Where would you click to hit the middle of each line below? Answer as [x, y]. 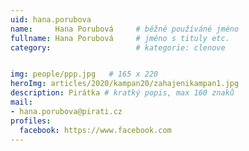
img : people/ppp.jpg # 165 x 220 [84, 74]
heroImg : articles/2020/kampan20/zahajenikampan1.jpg [125, 84]
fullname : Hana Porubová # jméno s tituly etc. [120, 38]
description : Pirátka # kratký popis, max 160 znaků [122, 93]
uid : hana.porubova [51, 19]
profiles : [31, 121]
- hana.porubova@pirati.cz [66, 111]
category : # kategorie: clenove [118, 47]
